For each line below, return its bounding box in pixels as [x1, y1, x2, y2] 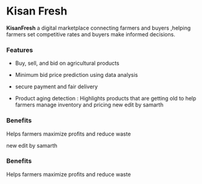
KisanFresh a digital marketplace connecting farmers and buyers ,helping [6, 24, 191, 31]
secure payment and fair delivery [15, 83, 98, 90]
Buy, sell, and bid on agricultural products [15, 59, 120, 67]
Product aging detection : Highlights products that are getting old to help [15, 95, 197, 102]
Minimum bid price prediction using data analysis [15, 71, 138, 79]
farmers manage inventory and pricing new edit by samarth [15, 101, 164, 108]
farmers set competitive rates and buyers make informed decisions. [6, 30, 176, 38]
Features [6, 45, 33, 54]
